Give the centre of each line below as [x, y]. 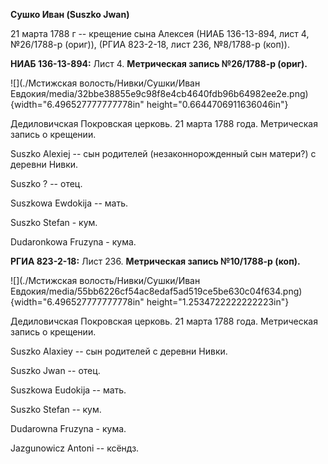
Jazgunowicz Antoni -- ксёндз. [75, 448]
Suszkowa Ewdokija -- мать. [69, 203]
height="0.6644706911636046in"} [217, 104]
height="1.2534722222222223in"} [218, 302]
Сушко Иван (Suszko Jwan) [70, 14]
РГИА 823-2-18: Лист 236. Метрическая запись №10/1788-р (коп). [155, 261]
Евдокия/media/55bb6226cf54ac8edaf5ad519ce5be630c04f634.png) [156, 291]
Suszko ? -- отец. [46, 183]
